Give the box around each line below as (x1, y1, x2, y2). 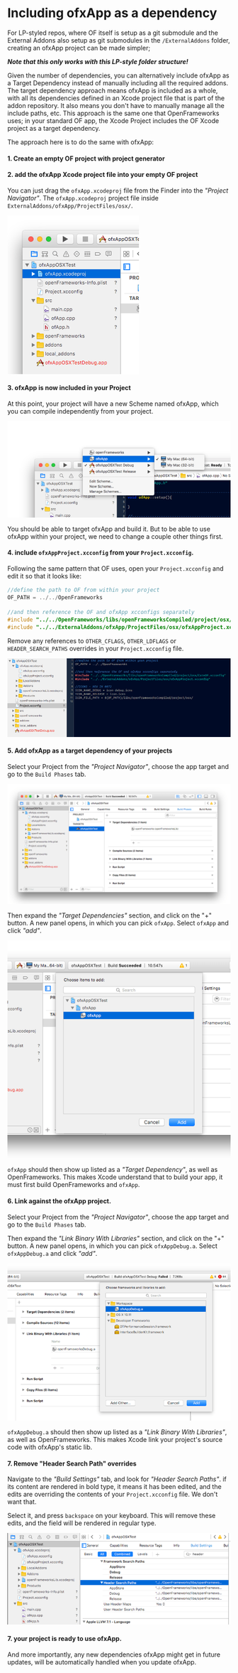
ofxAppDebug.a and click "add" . (7, 1249, 98, 1257)
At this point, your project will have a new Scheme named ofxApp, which (7, 399, 220, 408)
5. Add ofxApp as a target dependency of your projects (7, 746, 173, 755)
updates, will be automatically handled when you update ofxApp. (7, 1657, 197, 1666)
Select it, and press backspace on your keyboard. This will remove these (7, 1512, 216, 1520)
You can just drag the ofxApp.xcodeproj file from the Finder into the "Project (7, 186, 229, 195)
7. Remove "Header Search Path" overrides (7, 1459, 137, 1468)
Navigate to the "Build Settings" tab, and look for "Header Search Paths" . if (7, 1475, 227, 1483)
